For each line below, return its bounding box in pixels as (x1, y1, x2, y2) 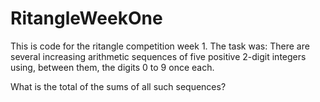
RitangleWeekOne (10, 7, 163, 30)
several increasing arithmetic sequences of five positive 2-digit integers (10, 50, 307, 62)
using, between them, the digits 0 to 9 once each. (10, 61, 215, 73)
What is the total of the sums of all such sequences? (10, 80, 227, 92)
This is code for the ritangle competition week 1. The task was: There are (10, 40, 310, 52)
